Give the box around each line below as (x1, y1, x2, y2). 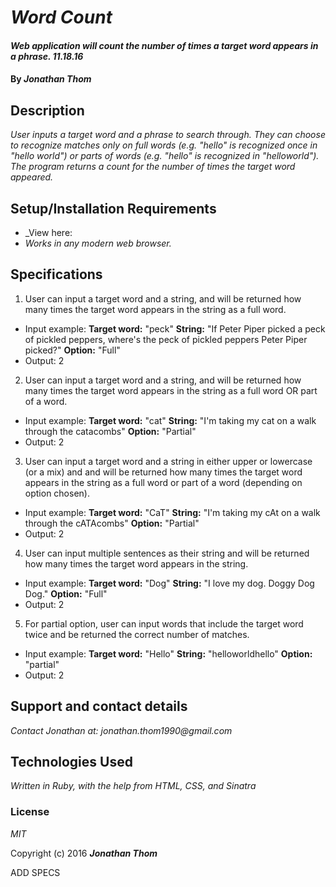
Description (10, 102, 85, 119)
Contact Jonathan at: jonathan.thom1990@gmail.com (10, 724, 233, 736)
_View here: (24, 227, 73, 238)
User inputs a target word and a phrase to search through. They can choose (10, 129, 326, 141)
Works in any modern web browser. (24, 237, 172, 249)
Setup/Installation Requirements (10, 200, 217, 217)
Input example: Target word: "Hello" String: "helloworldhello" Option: (24, 647, 313, 660)
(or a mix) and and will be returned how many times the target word (24, 466, 303, 478)
